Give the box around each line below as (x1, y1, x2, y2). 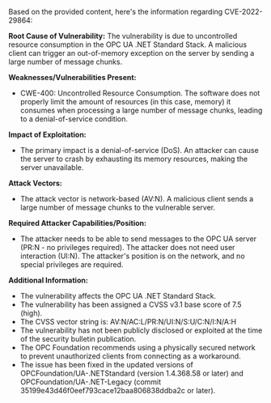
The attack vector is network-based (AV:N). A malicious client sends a (19, 194, 254, 203)
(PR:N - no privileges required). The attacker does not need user (19, 243, 235, 252)
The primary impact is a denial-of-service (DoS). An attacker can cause (19, 146, 259, 155)
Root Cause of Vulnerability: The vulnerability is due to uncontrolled (8, 32, 238, 40)
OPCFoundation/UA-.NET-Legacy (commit (19, 377, 162, 387)
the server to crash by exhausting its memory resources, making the (19, 154, 248, 163)
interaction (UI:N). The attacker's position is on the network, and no (19, 251, 245, 261)
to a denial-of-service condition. (19, 114, 128, 124)
